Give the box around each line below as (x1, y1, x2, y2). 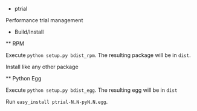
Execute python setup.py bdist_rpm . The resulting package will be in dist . (5, 52, 191, 59)
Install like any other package (5, 63, 79, 70)
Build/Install (14, 28, 44, 35)
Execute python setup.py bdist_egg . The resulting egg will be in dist (5, 86, 178, 94)
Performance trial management (5, 17, 83, 23)
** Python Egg (5, 75, 42, 82)
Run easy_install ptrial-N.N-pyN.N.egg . (5, 98, 108, 105)
